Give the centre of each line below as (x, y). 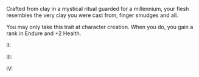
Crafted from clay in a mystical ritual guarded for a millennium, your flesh (98, 9)
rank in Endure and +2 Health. (44, 33)
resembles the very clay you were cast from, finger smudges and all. (92, 15)
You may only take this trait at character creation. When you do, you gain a (100, 27)
